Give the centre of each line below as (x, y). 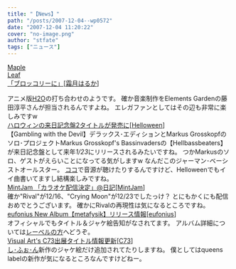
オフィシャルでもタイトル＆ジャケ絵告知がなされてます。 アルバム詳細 (110, 223)
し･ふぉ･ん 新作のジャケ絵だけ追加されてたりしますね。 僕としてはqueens (115, 249)
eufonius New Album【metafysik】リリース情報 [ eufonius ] (92, 214)
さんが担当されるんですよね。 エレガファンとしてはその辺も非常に (123, 107)
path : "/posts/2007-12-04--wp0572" (60, 21)
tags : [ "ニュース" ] (34, 47)
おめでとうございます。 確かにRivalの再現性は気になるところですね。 (108, 205)
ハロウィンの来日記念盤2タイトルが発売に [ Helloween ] (86, 125)
